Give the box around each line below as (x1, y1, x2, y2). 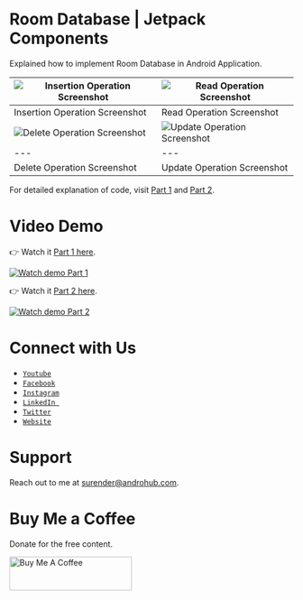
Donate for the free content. (9, 538, 114, 549)
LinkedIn (22, 398, 56, 407)
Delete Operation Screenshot (14, 161, 137, 173)
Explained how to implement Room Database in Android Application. (9, 58, 262, 69)
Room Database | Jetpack (9, 9, 207, 30)
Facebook (22, 379, 56, 388)
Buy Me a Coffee (9, 508, 136, 529)
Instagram (22, 388, 60, 397)
